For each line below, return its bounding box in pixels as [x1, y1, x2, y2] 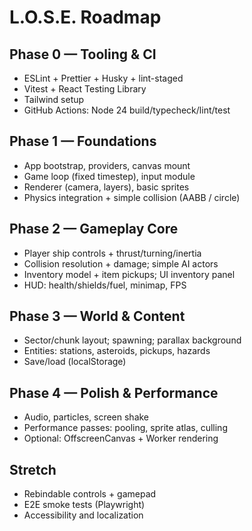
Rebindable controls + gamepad [23, 488, 157, 500]
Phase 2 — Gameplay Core [9, 221, 179, 238]
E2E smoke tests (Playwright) [23, 499, 146, 511]
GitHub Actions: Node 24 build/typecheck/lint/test [23, 104, 231, 116]
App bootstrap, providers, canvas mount [23, 159, 191, 171]
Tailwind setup [23, 94, 85, 105]
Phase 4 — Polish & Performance [9, 384, 219, 401]
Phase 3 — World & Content [9, 308, 186, 325]
